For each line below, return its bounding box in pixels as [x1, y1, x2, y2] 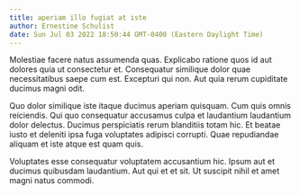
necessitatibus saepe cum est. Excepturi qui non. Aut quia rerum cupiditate [9, 74, 288, 84]
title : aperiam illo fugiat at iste [9, 13, 147, 22]
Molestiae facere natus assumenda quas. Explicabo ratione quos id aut [9, 55, 272, 66]
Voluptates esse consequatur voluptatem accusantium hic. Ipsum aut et [9, 156, 275, 167]
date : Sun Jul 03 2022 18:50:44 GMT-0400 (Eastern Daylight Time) [9, 30, 264, 39]
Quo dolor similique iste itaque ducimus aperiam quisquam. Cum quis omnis [9, 101, 291, 111]
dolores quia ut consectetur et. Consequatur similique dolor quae [9, 64, 250, 75]
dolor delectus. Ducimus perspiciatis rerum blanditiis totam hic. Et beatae [9, 120, 281, 130]
